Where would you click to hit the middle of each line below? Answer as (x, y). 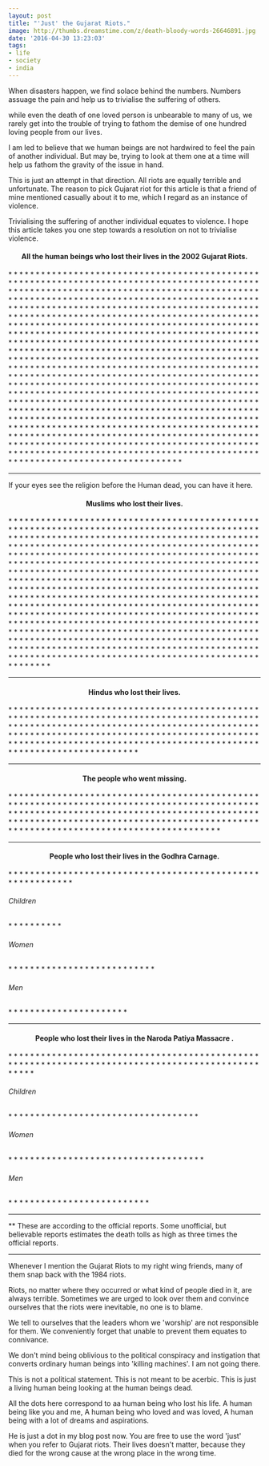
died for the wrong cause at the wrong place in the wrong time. (112, 1453)
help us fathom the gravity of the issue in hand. (86, 164)
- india (21, 68)
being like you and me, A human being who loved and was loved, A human (131, 1412)
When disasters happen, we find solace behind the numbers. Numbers (125, 91)
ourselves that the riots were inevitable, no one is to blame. (106, 1307)
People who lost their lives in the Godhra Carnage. (134, 856)
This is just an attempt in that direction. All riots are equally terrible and (125, 180)
